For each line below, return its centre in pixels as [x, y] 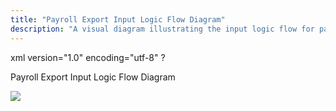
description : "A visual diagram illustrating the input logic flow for [162, 29]
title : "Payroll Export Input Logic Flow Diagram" [118, 19]
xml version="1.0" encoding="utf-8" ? [88, 57]
